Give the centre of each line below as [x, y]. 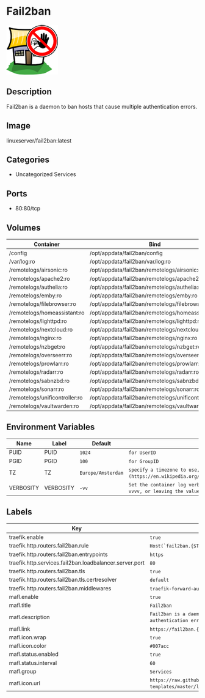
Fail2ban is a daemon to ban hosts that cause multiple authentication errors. [102, 106]
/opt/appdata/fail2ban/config [126, 253]
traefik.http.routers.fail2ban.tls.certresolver [63, 580]
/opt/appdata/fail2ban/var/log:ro [130, 262]
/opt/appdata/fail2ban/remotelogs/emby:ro [143, 295]
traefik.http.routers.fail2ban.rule [49, 546]
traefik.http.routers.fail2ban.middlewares [60, 588]
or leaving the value [172, 492]
